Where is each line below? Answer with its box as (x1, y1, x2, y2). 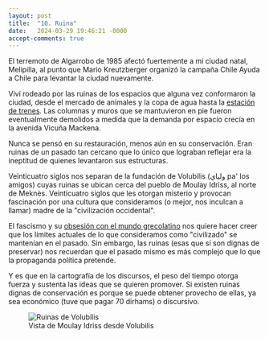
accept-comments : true (8, 34, 84, 43)
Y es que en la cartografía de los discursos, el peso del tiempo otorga (8, 271, 238, 281)
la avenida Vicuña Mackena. (8, 123, 102, 133)
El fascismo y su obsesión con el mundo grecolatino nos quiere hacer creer (8, 221, 259, 231)
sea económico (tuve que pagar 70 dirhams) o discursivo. (8, 297, 200, 307)
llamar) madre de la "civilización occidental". (8, 206, 156, 216)
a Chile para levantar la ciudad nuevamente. (8, 73, 154, 83)
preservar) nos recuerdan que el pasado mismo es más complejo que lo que (8, 247, 261, 257)
